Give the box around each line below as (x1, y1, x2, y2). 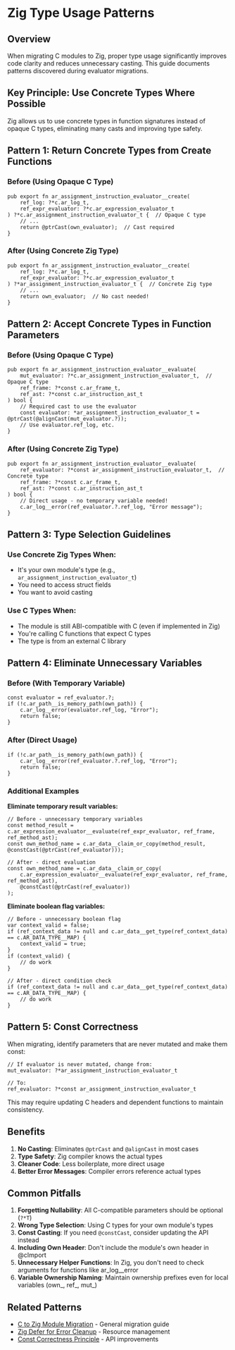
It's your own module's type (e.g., (17, 566, 115, 574)
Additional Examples (7, 786, 80, 795)
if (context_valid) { (7, 953, 71, 960)
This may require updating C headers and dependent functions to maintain (7, 1098, 224, 1106)
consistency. (7, 1105, 44, 1114)
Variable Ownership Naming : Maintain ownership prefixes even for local (17, 1273, 229, 1282)
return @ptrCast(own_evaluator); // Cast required (20, 223, 174, 230)
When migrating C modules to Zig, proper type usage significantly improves (7, 51, 227, 60)
